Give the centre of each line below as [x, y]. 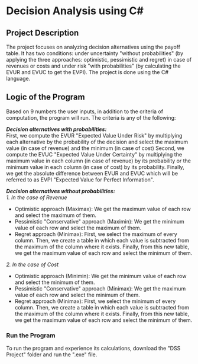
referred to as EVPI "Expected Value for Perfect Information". [80, 180]
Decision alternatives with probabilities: [56, 129]
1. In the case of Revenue [37, 197]
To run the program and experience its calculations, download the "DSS [93, 349]
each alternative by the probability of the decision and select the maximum [97, 142]
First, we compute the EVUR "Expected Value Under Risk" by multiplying [94, 135]
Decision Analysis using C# [75, 11]
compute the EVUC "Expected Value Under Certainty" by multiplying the [94, 154]
